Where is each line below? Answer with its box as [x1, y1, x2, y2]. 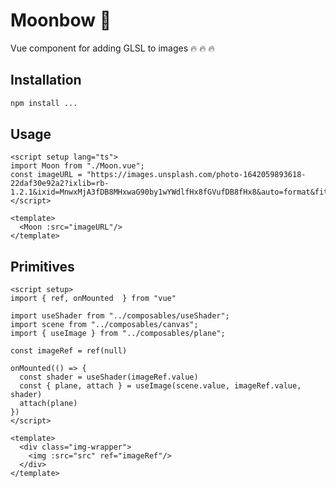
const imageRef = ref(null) [10, 346, 128, 356]
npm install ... [10, 98, 78, 108]
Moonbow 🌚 [10, 9, 112, 32]
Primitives [10, 258, 75, 275]
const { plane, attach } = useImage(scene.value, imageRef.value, [19, 381, 302, 391]
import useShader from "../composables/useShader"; [10, 311, 230, 321]
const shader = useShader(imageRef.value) [19, 372, 199, 383]
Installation [10, 72, 82, 89]
